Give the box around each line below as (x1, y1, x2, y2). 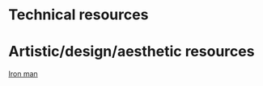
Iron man (8, 69, 38, 79)
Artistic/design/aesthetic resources (8, 43, 255, 61)
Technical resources (8, 6, 149, 24)
